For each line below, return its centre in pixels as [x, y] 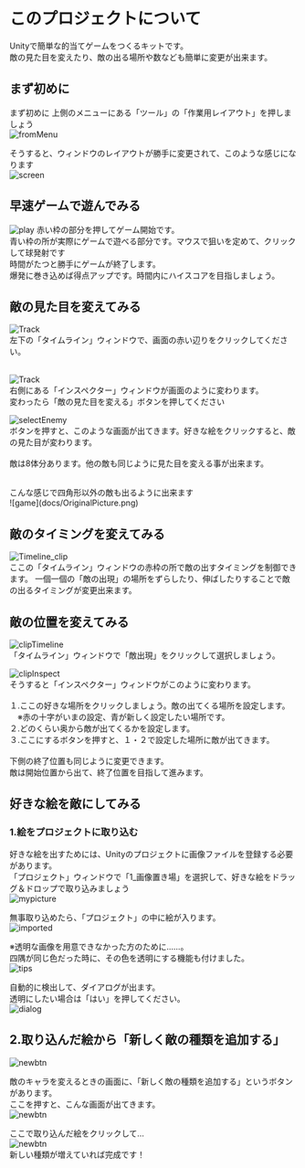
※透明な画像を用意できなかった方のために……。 [99, 946]
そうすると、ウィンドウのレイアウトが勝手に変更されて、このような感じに [149, 153]
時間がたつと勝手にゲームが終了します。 [85, 264]
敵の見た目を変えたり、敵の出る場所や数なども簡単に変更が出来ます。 [141, 57]
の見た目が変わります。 [53, 442]
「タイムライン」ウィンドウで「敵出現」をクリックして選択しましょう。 [145, 655]
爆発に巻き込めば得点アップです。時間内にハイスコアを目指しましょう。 [145, 275]
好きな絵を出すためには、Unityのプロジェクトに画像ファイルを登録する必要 [152, 854]
